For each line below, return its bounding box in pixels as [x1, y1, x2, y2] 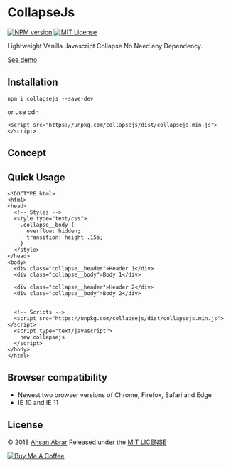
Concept [7, 147, 47, 159]
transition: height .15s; [26, 233, 103, 241]
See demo [7, 55, 38, 64]
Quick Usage [7, 171, 65, 183]
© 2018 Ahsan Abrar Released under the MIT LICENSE [7, 438, 167, 446]
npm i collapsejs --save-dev [7, 95, 94, 102]
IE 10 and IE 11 [17, 398, 59, 406]
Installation [7, 76, 58, 88]
